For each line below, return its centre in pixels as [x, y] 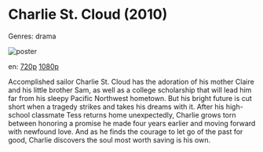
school [19, 114]
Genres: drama [32, 36]
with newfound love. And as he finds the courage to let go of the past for [126, 132]
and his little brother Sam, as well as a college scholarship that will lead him [130, 90]
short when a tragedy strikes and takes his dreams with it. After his [116, 107]
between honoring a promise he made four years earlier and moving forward [132, 123]
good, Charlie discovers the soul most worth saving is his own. [109, 139]
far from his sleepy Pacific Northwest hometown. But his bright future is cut [130, 98]
